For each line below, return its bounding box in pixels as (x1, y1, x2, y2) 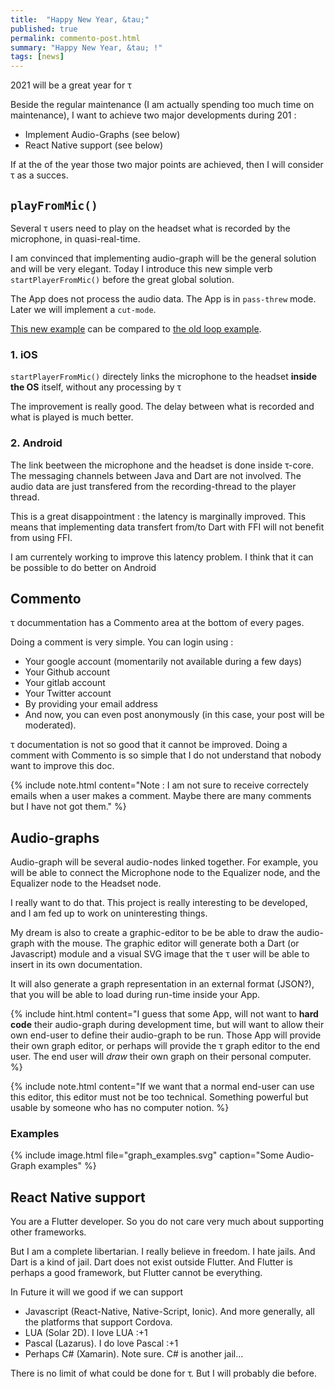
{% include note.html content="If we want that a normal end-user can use (10, 1081, 315, 1093)
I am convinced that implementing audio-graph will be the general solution (10, 252, 317, 264)
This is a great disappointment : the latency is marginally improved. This (10, 510, 307, 522)
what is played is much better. (10, 411, 134, 423)
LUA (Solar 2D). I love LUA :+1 (24, 1327, 148, 1339)
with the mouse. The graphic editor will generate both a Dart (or (36, 937, 300, 950)
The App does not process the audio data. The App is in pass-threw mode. (10, 292, 317, 305)
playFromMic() (10, 198, 98, 213)
